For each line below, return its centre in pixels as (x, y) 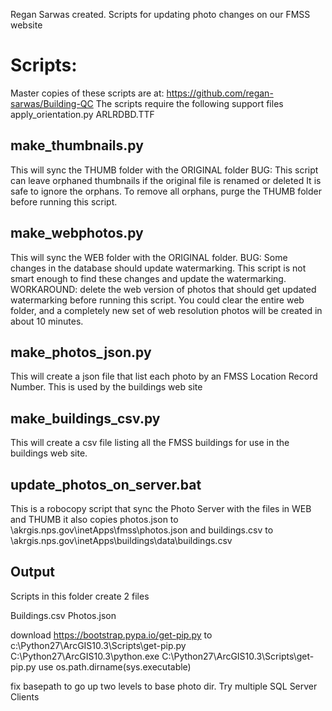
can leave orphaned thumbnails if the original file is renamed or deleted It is (166, 180)
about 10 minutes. (47, 321)
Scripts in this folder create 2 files (80, 596)
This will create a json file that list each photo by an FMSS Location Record (164, 376)
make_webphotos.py (77, 233)
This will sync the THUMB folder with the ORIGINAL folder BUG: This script (164, 170)
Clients (25, 696)
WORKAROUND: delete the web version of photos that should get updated (163, 289)
